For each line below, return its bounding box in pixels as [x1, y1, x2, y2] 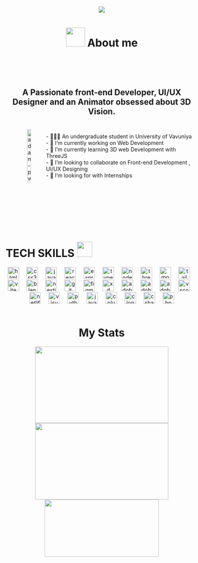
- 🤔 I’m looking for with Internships [46, 171, 133, 179]
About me [87, 36, 138, 50]
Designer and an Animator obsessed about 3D [12, 97, 191, 107]
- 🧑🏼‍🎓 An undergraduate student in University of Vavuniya [46, 132, 193, 140]
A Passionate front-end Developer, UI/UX [22, 87, 182, 97]
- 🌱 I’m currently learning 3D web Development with [46, 146, 176, 153]
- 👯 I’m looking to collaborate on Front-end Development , [46, 158, 191, 166]
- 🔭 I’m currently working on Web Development [46, 139, 164, 146]
